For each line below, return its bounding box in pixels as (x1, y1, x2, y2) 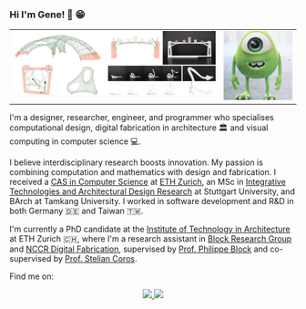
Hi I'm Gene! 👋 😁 (9, 8, 86, 21)
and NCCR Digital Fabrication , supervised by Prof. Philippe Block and (9, 243, 269, 254)
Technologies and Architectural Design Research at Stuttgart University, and (9, 186, 296, 197)
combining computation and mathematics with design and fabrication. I (9, 166, 277, 177)
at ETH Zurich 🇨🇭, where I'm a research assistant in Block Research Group (9, 232, 292, 244)
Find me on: (9, 271, 55, 282)
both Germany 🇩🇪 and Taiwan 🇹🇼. (9, 205, 144, 216)
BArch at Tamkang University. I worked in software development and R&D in (9, 195, 294, 206)
